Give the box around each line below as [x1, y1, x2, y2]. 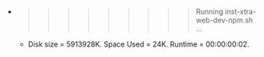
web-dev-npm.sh [195, 15, 254, 25]
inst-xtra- [224, 7, 257, 16]
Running [195, 7, 224, 16]
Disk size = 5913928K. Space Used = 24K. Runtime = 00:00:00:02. [27, 39, 250, 49]
